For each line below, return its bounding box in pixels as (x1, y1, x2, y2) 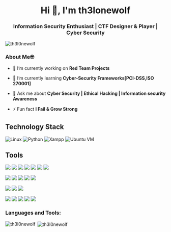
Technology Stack (5, 122, 64, 132)
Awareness (12, 95, 37, 101)
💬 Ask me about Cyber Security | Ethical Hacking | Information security (12, 90, 166, 96)
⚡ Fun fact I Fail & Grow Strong (12, 106, 78, 112)
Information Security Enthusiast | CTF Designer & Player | (13, 23, 158, 30)
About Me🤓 (5, 54, 35, 61)
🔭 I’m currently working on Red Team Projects (12, 65, 110, 71)
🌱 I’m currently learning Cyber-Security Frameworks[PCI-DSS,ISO (12, 75, 154, 81)
